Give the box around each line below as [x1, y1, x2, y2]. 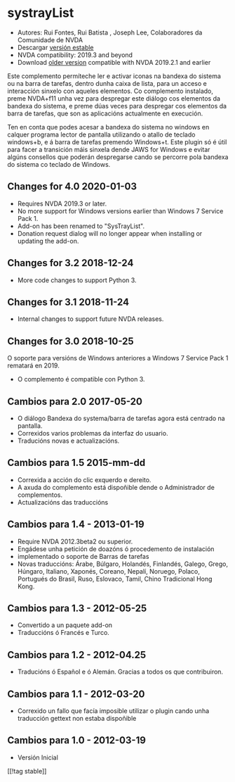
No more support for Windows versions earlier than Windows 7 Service [17, 206, 224, 215]
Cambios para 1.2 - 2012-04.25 [7, 649, 147, 661]
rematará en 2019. [7, 361, 60, 370]
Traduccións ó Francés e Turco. [17, 629, 110, 637]
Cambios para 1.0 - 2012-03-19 [7, 734, 146, 747]
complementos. [17, 491, 63, 499]
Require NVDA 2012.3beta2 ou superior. [17, 537, 133, 545]
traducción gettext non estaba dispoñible [17, 714, 137, 723]
